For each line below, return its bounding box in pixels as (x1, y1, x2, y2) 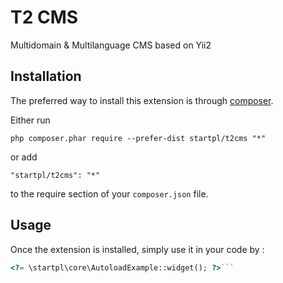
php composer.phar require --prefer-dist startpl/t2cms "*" (10, 133, 267, 143)
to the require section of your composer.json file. (10, 187, 209, 200)
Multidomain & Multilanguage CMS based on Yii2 (10, 39, 212, 51)
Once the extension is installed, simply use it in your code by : (10, 243, 265, 255)
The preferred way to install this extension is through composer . (10, 94, 274, 106)
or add (10, 151, 38, 163)
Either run (10, 114, 51, 126)
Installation (10, 68, 82, 85)
